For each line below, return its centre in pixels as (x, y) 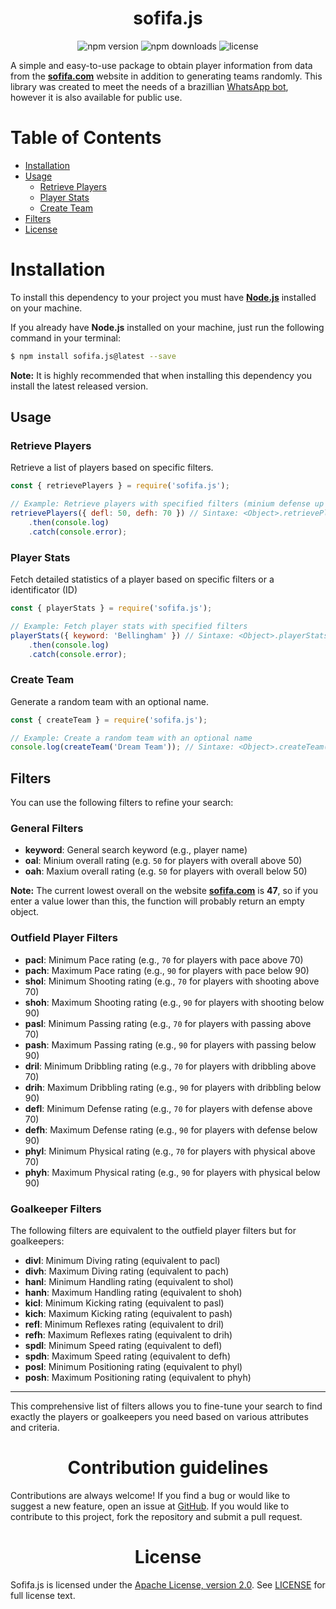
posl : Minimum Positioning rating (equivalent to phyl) (133, 1367)
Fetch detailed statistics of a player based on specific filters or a (142, 579)
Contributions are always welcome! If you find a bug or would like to (150, 1495)
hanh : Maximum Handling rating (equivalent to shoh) (133, 1293)
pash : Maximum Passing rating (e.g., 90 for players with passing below (170, 1044)
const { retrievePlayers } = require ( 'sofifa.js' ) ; (120, 486)
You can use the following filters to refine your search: (122, 803)
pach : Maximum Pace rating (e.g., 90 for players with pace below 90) (167, 970)
